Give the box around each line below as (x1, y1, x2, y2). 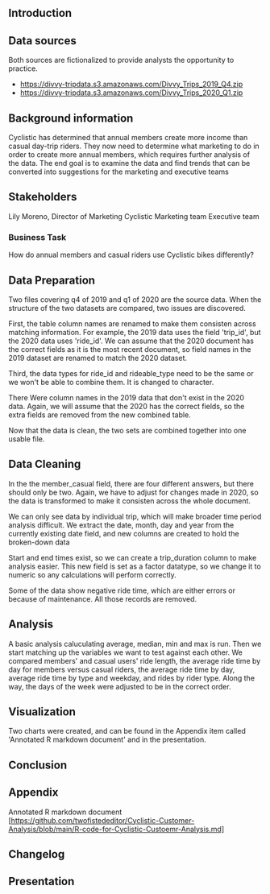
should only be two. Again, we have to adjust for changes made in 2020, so (8, 487, 260, 497)
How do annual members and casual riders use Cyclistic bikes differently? (8, 250, 254, 260)
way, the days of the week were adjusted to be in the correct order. (8, 681, 231, 691)
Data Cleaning (8, 457, 81, 471)
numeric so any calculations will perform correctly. (8, 569, 177, 579)
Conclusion (8, 758, 68, 772)
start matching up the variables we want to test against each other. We (8, 648, 243, 657)
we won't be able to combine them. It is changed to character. (8, 377, 214, 387)
